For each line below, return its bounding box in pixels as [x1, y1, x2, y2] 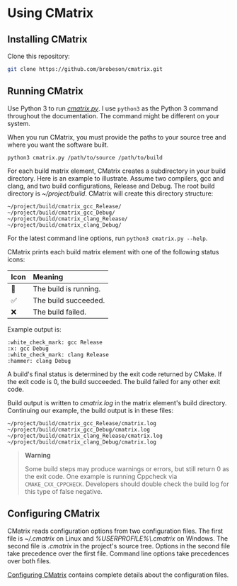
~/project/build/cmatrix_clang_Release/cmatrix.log [7, 432, 163, 439]
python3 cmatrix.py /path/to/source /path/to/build [7, 154, 163, 161]
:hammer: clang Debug [7, 357, 71, 364]
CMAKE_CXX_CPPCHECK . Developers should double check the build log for [24, 480, 229, 488]
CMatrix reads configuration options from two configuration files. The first [7, 526, 224, 535]
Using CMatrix [7, 5, 94, 21]
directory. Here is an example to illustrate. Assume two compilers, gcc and [7, 174, 224, 182]
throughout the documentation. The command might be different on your [7, 111, 219, 120]
